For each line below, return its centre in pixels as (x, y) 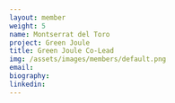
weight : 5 (28, 26)
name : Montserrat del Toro (60, 34)
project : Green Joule (50, 43)
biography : (30, 76)
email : (22, 68)
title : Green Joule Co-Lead (62, 51)
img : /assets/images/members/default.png (88, 59)
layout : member (38, 17)
